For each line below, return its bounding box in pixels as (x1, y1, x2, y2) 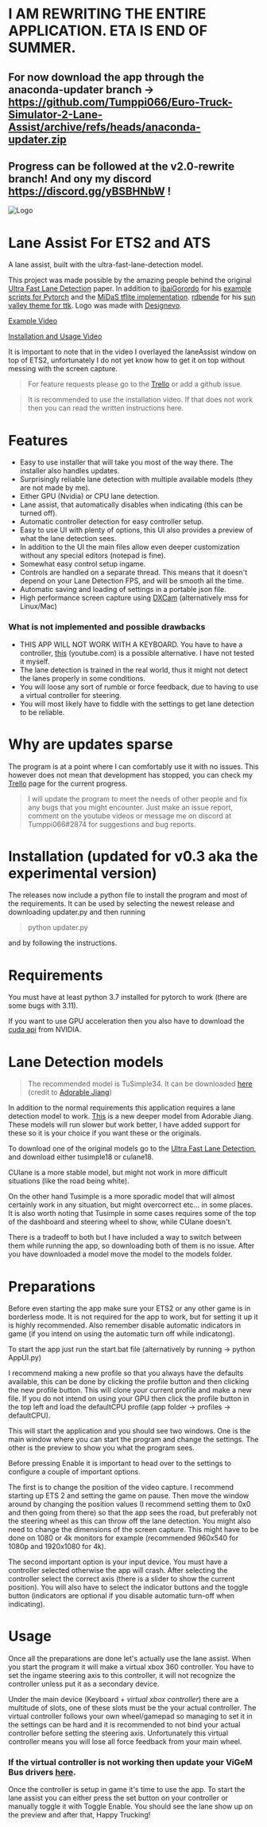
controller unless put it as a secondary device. (8, 1679, 160, 1689)
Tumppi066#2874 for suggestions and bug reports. (27, 819, 196, 829)
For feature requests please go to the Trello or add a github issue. (27, 379, 242, 389)
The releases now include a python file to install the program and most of (8, 890, 248, 900)
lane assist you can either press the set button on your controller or (8, 1794, 229, 1803)
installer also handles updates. (19, 466, 120, 476)
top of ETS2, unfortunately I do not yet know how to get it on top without (8, 355, 246, 365)
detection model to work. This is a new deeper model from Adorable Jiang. (8, 1111, 253, 1121)
